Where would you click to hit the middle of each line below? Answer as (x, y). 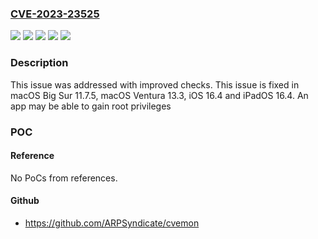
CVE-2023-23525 (55, 14)
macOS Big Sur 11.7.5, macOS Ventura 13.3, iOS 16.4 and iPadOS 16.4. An (159, 95)
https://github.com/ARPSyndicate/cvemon (112, 223)
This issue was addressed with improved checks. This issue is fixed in (155, 84)
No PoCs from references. (64, 178)
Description (39, 63)
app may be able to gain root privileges (91, 106)
